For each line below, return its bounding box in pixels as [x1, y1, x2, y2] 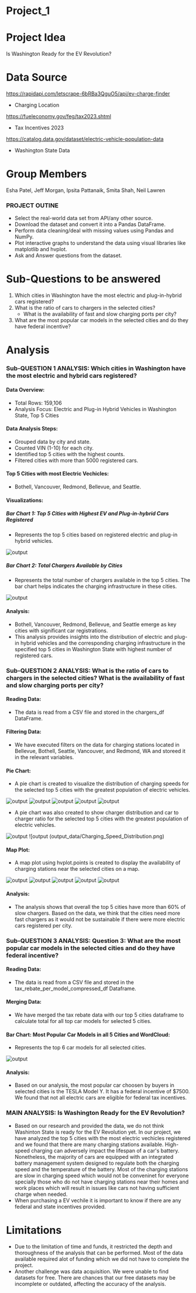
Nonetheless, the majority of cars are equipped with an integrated [14, 1153, 174, 1160]
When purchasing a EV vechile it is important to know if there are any [14, 1196, 181, 1204]
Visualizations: [6, 497, 44, 504]
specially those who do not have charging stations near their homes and [14, 1178, 189, 1185]
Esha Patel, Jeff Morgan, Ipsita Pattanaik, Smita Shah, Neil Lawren [6, 187, 166, 194]
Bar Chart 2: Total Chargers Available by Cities [6, 562, 123, 569]
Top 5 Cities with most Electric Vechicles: [6, 470, 109, 477]
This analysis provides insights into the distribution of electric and [14, 633, 174, 640]
